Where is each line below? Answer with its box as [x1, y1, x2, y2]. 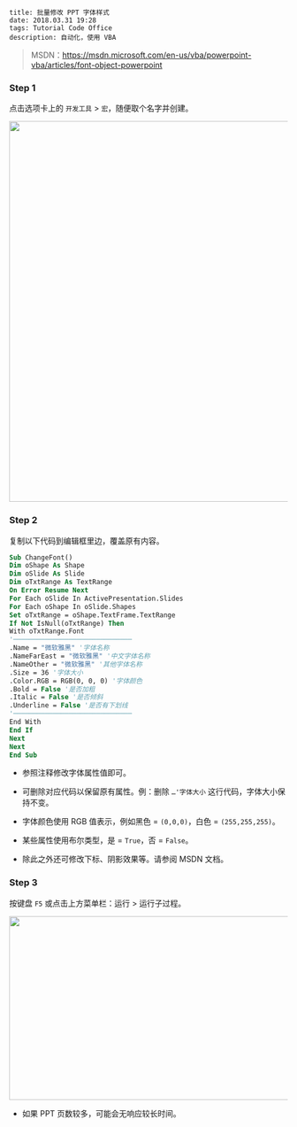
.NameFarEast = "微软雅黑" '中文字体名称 [9, 652, 150, 661]
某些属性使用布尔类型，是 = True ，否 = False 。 [21, 835, 194, 845]
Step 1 [9, 81, 36, 94]
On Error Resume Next [9, 586, 89, 595]
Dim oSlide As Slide [9, 569, 86, 578]
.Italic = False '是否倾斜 [9, 693, 103, 702]
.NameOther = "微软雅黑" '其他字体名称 [9, 660, 143, 668]
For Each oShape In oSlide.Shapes [9, 602, 137, 611]
